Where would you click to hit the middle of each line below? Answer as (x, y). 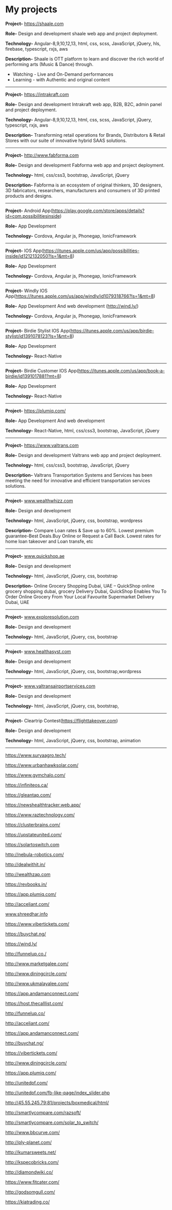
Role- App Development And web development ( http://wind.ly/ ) (72, 306)
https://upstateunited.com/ (34, 835)
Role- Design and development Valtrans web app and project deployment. (83, 455)
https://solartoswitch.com (33, 844)
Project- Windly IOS (26, 290)
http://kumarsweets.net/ (31, 1152)
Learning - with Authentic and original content (61, 79)
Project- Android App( (29, 211)
